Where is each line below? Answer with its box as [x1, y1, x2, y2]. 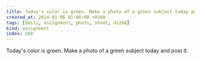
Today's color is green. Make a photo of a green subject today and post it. [6, 47, 188, 54]
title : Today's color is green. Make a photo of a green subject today [6, 8, 188, 15]
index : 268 [6, 31, 33, 37]
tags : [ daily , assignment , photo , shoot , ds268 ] [6, 20, 130, 26]
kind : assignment [6, 25, 50, 31]
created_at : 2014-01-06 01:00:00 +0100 [6, 14, 106, 20]
